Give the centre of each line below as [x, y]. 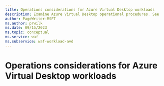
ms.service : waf [22, 37]
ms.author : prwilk [24, 23]
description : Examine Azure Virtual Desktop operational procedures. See [82, 14]
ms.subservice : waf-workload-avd [39, 42]
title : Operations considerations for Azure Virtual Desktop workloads [80, 10]
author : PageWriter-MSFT [30, 19]
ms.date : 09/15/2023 [26, 28]
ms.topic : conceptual [27, 32]
